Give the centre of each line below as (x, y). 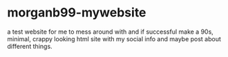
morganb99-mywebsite (77, 13)
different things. (30, 46)
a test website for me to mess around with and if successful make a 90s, (111, 32)
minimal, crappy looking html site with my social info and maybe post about (114, 38)
